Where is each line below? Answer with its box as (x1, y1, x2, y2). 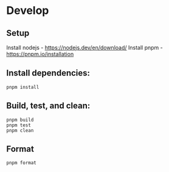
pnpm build (6, 117, 34, 123)
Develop (6, 4, 49, 18)
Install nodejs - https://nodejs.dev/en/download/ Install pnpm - (6, 44, 163, 51)
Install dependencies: (6, 68, 90, 78)
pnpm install (6, 84, 40, 90)
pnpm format (6, 160, 36, 166)
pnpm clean (6, 127, 34, 134)
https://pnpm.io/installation (6, 50, 74, 58)
